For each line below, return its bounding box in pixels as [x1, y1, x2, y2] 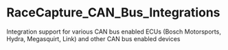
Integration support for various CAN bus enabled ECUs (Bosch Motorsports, [6, 27, 221, 36]
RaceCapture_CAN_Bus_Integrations [6, 5, 220, 21]
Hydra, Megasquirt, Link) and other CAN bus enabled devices [6, 34, 181, 42]
